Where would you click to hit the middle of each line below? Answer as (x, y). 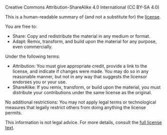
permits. (14, 113)
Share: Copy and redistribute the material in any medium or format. (81, 36)
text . (10, 128)
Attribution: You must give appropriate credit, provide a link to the (80, 66)
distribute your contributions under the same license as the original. (82, 92)
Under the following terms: (33, 56)
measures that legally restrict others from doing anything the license (75, 107)
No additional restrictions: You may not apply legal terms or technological (81, 102)
